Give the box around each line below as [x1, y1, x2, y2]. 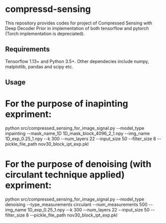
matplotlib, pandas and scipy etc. [5, 63, 73, 69]
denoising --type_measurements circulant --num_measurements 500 [5, 202, 148, 208]
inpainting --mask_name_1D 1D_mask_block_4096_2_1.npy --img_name [5, 131, 150, 137]
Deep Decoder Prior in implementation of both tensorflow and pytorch [5, 25, 149, 31]
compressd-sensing [5, 3, 91, 15]
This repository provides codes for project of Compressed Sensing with [5, 20, 153, 26]
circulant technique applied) [5, 169, 125, 181]
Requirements [5, 45, 50, 53]
